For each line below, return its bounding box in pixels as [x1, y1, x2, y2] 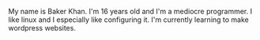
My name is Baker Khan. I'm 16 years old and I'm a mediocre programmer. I [8, 7, 253, 16]
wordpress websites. [8, 24, 77, 32]
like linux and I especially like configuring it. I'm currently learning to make [8, 15, 249, 24]
